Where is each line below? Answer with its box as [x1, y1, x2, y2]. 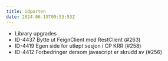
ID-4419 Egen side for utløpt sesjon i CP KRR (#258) [14, 42, 141, 49]
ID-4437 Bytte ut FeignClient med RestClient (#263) [14, 36, 141, 43]
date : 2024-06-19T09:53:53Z [6, 14, 75, 20]
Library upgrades [14, 30, 57, 37]
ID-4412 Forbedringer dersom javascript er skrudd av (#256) [14, 48, 163, 55]
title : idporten [6, 8, 46, 15]
